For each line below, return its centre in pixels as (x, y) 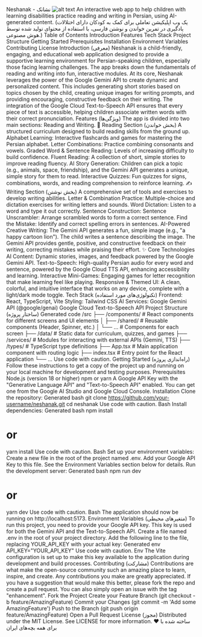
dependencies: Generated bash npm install (60, 410)
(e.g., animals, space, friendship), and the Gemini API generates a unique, (98, 170)
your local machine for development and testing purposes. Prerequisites (96, 372)
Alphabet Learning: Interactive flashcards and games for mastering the (94, 138)
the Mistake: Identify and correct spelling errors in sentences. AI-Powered (98, 224)
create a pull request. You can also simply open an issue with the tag (92, 589)
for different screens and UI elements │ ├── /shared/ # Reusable (87, 321)
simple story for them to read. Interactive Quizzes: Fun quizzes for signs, (96, 176)
